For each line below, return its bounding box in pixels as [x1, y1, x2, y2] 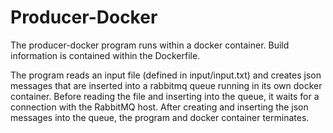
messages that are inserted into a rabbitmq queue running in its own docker [10, 79, 323, 91]
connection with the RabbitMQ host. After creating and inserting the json [10, 101, 309, 113]
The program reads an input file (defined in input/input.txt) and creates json [10, 69, 322, 81]
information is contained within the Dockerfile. [10, 49, 201, 61]
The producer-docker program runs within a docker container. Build [10, 39, 290, 51]
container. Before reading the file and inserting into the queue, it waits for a [10, 90, 320, 102]
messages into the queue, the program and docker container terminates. [10, 111, 310, 123]
